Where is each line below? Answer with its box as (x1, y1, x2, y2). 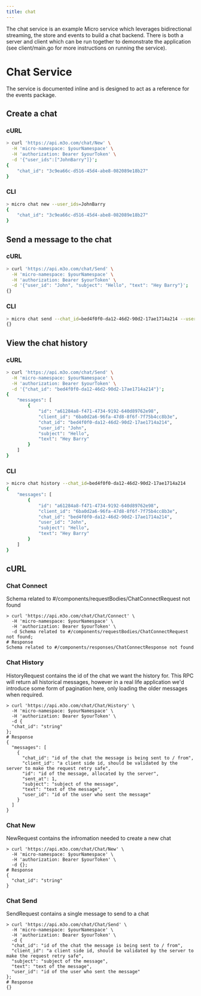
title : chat (6, 8, 36, 15)
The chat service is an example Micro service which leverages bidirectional (6, 25, 192, 32)
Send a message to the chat (6, 234, 112, 245)
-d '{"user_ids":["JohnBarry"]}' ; (11, 157, 98, 163)
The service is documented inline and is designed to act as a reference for (6, 85, 190, 92)
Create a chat (6, 108, 57, 118)
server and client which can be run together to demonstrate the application (6, 38, 191, 45)
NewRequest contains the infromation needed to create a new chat (6, 835, 172, 842)
